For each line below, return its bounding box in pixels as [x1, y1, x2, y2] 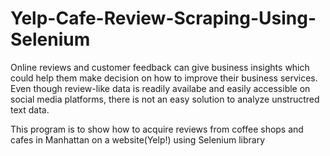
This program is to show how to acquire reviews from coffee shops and [10, 123, 304, 135]
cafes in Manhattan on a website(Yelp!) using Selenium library [10, 133, 266, 146]
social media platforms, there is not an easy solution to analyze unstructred [10, 93, 320, 105]
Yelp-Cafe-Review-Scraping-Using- [10, 7, 317, 30]
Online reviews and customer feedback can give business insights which [10, 61, 310, 73]
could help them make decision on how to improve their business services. [10, 72, 318, 84]
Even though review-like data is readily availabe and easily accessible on [10, 82, 311, 94]
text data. [10, 103, 50, 116]
